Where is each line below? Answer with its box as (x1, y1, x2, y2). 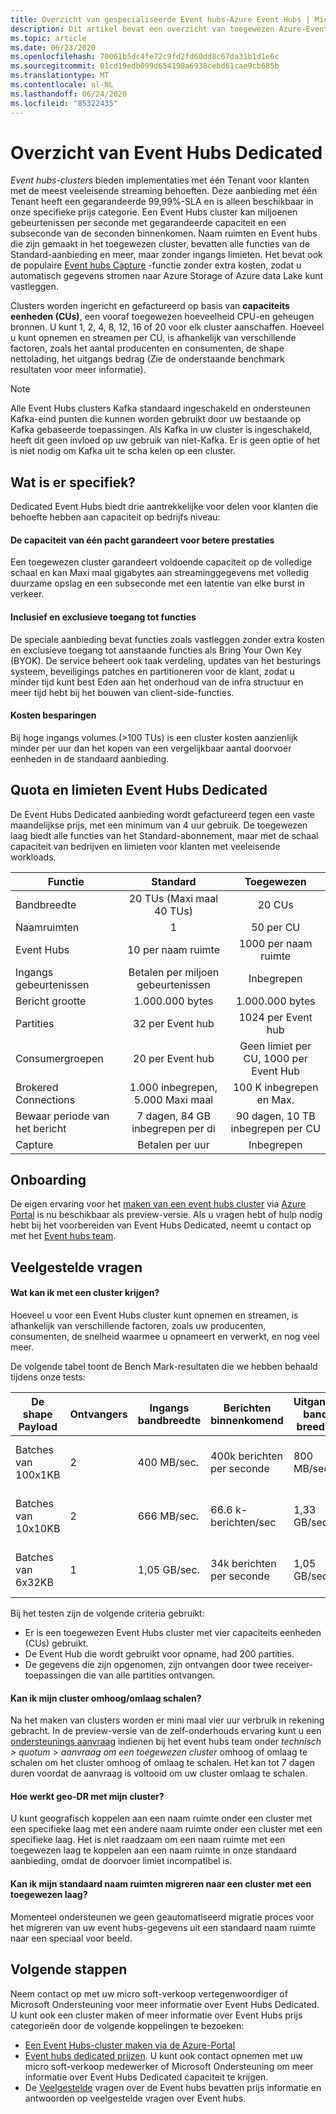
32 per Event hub (133, 1016, 215, 1030)
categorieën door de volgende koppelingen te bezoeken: (10, 2019, 245, 2031)
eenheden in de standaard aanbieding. (10, 752, 170, 765)
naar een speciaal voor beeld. (10, 1932, 133, 1944)
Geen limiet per (239, 1039, 312, 1053)
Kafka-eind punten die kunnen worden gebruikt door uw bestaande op (10, 413, 302, 425)
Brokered (15, 1080, 59, 1094)
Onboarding (10, 1172, 87, 1189)
